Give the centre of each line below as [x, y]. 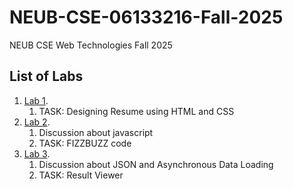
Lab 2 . [37, 122]
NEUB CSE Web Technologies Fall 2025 [91, 45]
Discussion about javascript [96, 132]
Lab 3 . [37, 153]
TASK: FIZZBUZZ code [85, 143]
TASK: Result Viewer [81, 175]
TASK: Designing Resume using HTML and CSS [136, 111]
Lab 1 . [36, 100]
